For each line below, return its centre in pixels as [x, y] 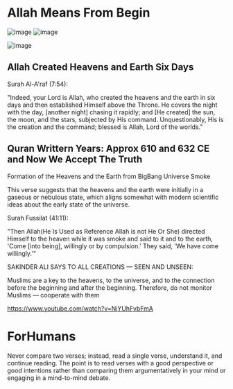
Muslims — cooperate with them [53, 295]
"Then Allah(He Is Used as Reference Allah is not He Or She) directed [106, 231]
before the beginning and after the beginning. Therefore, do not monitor [110, 287]
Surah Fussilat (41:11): [38, 218]
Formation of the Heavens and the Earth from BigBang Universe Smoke [109, 176]
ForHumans [42, 336]
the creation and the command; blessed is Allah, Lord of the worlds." [105, 127]
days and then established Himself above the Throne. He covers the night [112, 105]
